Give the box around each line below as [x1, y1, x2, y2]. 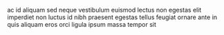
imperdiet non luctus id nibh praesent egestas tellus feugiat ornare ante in [7, 13, 218, 21]
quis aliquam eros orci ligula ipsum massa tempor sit [7, 21, 157, 28]
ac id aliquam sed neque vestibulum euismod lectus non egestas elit [7, 6, 202, 14]
